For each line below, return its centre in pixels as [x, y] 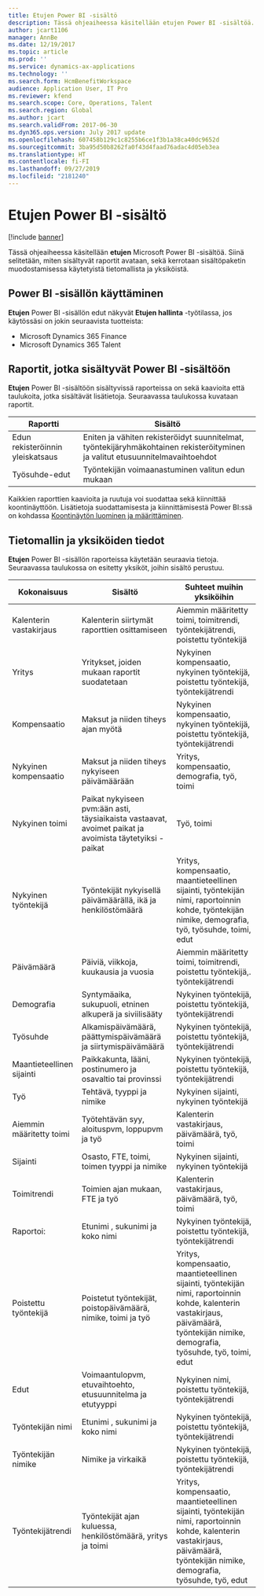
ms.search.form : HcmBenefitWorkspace [70, 81]
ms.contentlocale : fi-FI [49, 162]
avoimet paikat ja [113, 829]
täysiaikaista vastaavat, [124, 818]
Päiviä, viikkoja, [110, 962]
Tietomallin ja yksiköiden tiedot [86, 541]
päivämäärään [108, 781]
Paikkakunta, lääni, [116, 1060]
